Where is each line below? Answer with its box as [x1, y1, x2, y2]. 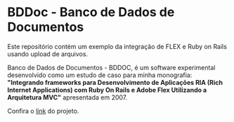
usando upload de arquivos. [7, 50, 89, 58]
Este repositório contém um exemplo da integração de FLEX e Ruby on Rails [7, 42, 227, 50]
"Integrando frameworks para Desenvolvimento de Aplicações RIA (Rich [7, 78, 223, 86]
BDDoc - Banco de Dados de [7, 4, 175, 20]
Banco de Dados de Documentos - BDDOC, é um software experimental [7, 63, 216, 72]
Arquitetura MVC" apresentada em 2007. [7, 93, 128, 102]
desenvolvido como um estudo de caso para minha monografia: [7, 71, 193, 79]
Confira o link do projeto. [7, 107, 79, 115]
